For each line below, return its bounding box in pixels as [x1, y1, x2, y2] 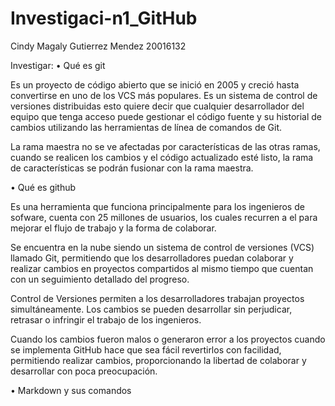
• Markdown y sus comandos [10, 384, 132, 396]
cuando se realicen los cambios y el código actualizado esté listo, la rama [10, 151, 314, 163]
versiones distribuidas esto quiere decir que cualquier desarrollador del [10, 100, 305, 112]
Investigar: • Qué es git [10, 59, 106, 71]
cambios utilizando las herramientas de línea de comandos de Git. [10, 121, 283, 133]
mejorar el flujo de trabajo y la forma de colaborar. [10, 222, 217, 234]
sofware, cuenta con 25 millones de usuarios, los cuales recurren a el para [10, 211, 318, 223]
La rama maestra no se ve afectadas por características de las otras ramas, [10, 140, 321, 152]
